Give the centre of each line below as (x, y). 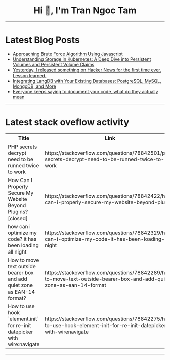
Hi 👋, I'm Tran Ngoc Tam (85, 10)
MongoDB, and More (34, 86)
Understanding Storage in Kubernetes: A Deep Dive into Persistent (82, 59)
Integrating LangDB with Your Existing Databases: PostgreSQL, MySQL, (87, 81)
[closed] (18, 218)
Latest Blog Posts (42, 40)
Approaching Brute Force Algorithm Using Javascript (68, 54)
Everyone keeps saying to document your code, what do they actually (85, 91)
